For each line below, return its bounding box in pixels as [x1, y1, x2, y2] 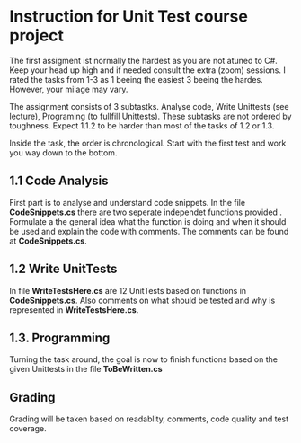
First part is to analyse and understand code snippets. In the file [9, 197, 245, 208]
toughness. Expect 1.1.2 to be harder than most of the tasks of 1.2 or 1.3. [9, 120, 275, 131]
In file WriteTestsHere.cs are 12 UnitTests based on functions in [9, 285, 247, 296]
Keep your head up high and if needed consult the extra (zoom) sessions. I [9, 65, 286, 75]
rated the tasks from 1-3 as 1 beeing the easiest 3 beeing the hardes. [9, 74, 263, 84]
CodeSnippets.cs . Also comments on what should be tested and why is [9, 295, 276, 306]
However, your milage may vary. [9, 84, 128, 94]
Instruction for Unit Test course [9, 6, 249, 27]
